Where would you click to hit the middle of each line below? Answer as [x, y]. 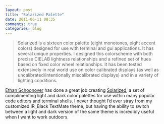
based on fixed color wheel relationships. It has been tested [80, 65]
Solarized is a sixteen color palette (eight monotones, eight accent [86, 43]
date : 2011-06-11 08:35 [30, 19]
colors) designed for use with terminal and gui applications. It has [86, 48]
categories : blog [23, 29]
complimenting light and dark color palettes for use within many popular [80, 96]
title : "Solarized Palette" [35, 15]
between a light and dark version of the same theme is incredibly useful [80, 112]
